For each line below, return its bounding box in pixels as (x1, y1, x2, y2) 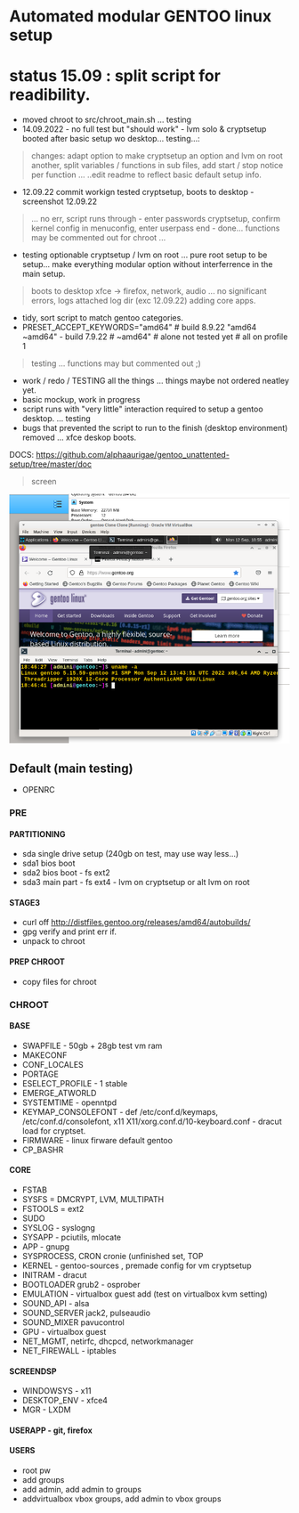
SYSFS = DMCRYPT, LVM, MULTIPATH (21, 1193, 165, 1204)
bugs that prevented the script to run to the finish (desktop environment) (21, 423, 288, 434)
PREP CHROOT (9, 956, 65, 967)
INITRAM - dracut (21, 1269, 87, 1280)
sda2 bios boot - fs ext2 (21, 867, 111, 878)
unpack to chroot (21, 936, 85, 947)
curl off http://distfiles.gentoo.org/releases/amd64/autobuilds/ (21, 917, 251, 928)
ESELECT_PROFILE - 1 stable (21, 1078, 128, 1088)
